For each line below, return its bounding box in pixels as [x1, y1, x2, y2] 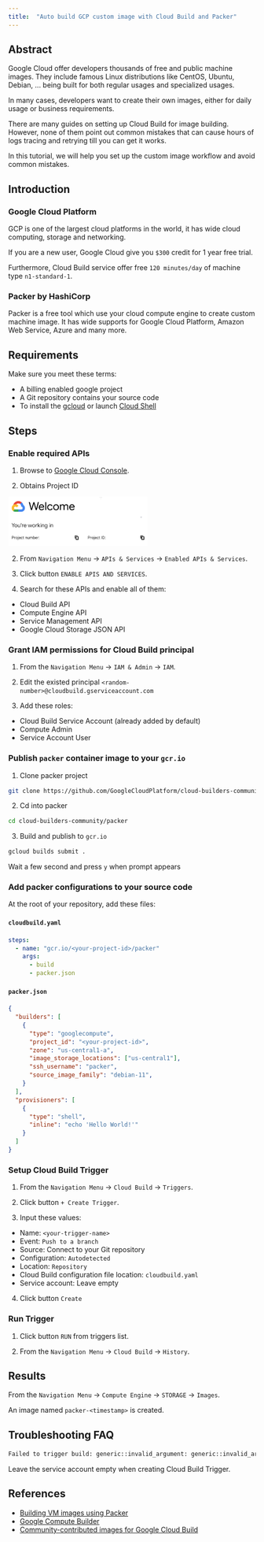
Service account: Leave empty [19, 1278, 119, 1288]
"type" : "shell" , [28, 1113, 86, 1121]
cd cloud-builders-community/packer [8, 817, 128, 825]
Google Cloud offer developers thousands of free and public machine [8, 64, 233, 73]
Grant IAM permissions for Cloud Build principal [8, 644, 195, 655]
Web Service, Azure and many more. [8, 325, 127, 335]
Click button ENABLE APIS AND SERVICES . [19, 569, 148, 578]
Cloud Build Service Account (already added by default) [19, 717, 201, 726]
